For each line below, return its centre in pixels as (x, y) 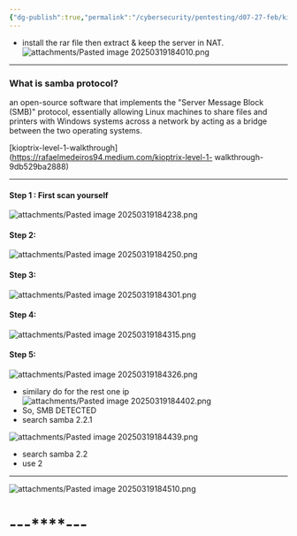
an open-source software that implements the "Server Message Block (137, 102)
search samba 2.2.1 (57, 419)
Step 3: (23, 274)
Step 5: (23, 355)
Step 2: (23, 234)
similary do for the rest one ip (76, 391)
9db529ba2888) (39, 166)
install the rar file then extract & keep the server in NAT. (122, 42)
